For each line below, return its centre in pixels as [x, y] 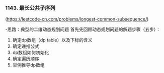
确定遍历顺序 [26, 59]
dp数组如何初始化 [31, 52]
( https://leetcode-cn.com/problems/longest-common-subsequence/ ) [77, 19]
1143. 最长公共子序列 [30, 7]
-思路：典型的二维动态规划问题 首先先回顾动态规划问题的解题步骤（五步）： [83, 29]
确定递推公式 [26, 46]
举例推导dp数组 [28, 65]
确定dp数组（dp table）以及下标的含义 [52, 40]
